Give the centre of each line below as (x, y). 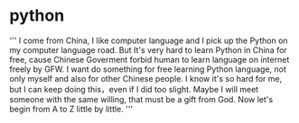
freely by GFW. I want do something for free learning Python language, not (148, 69)
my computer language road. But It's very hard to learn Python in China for (148, 49)
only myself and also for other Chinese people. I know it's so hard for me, (146, 78)
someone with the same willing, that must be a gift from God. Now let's (141, 99)
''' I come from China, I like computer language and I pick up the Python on (149, 40)
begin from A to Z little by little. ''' (71, 109)
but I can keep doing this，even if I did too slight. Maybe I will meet (134, 89)
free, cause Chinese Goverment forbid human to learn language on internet (149, 59)
